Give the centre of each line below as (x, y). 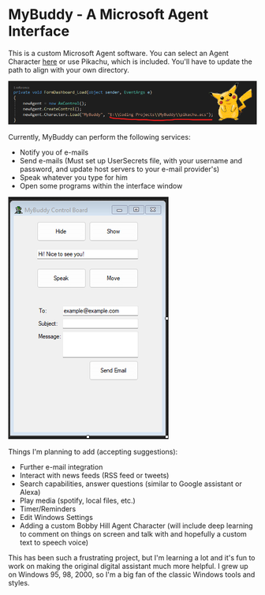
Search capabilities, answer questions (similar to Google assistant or (131, 484)
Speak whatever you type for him (73, 178)
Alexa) (30, 492)
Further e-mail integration (61, 467)
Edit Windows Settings (56, 518)
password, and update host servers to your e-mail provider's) (119, 169)
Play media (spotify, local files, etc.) (77, 501)
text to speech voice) (54, 543)
